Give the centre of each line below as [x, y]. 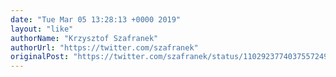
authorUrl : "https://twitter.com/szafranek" [104, 47]
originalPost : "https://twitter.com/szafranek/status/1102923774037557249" [171, 57]
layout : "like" [42, 29]
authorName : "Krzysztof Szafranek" [84, 38]
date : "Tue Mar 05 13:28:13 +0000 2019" [96, 19]
